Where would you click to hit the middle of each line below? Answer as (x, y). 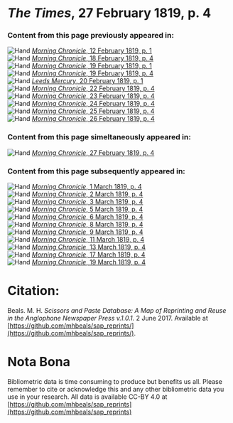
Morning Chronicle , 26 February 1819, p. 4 (93, 119)
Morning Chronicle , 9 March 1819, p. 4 (87, 232)
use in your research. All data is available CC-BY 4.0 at (87, 397)
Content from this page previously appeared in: (91, 36)
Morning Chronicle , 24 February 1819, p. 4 (93, 104)
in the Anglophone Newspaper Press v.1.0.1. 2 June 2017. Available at (108, 318)
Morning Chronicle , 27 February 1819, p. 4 (93, 152)
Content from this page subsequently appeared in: (97, 171)
